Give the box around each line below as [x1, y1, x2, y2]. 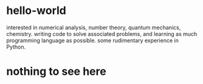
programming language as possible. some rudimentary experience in [6, 37, 179, 44]
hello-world [6, 4, 67, 18]
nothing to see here [6, 65, 106, 79]
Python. [6, 43, 26, 51]
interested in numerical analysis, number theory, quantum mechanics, [6, 24, 181, 31]
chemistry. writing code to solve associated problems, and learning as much [6, 30, 198, 37]
